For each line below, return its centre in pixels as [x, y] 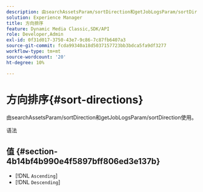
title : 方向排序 [25, 23]
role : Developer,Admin [35, 35]
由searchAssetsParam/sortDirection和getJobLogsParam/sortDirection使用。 [101, 118]
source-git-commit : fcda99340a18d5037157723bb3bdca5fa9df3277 [86, 46]
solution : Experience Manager [45, 18]
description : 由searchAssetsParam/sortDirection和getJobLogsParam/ [92, 12]
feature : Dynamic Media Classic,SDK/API [58, 29]
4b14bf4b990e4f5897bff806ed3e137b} [83, 161]
